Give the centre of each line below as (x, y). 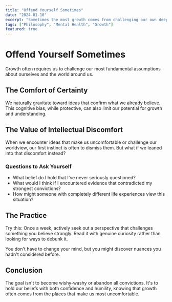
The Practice (26, 215)
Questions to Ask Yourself (38, 166)
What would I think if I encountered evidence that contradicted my (82, 183)
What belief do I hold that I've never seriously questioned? (74, 177)
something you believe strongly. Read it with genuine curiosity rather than (83, 233)
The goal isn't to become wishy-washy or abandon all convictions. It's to (82, 282)
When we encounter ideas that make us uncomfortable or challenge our (81, 142)
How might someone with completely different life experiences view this (89, 194)
